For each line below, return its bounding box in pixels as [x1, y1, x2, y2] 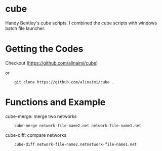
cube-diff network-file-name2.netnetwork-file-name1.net [14, 142, 137, 147]
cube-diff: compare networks [5, 132, 67, 138]
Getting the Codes [5, 43, 84, 55]
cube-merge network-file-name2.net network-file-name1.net [14, 123, 142, 128]
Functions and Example [5, 97, 106, 108]
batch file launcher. [5, 25, 46, 31]
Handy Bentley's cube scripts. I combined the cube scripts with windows [5, 20, 157, 26]
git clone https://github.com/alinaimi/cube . [14, 79, 114, 84]
